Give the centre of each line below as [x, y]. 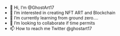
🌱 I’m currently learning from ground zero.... [54, 18]
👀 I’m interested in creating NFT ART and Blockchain [62, 13]
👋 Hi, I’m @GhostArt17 [32, 8]
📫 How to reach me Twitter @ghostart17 [51, 28]
